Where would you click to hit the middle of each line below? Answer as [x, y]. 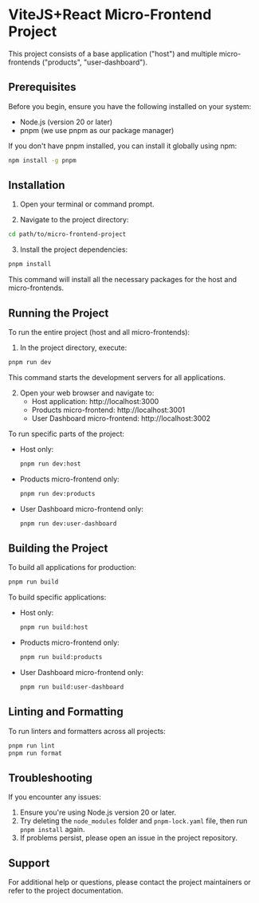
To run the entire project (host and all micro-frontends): [99, 332]
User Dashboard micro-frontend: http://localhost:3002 [121, 418]
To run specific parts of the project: [67, 434]
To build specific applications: [57, 597]
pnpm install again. [52, 830]
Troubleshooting [51, 777]
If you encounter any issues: [55, 797]
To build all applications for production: [73, 567]
